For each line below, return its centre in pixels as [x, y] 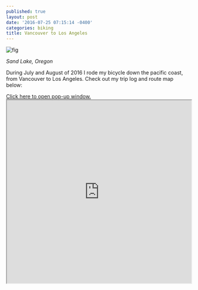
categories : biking [30, 28]
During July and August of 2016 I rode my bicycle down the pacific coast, [95, 73]
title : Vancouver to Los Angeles [47, 33]
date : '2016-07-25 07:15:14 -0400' [49, 22]
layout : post [22, 17]
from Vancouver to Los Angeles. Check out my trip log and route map [90, 79]
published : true [26, 11]
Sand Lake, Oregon [30, 62]
